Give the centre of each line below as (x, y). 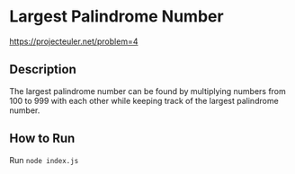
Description (43, 70)
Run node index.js (44, 160)
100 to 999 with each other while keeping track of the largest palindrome (144, 100)
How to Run (42, 139)
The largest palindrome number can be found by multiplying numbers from (147, 91)
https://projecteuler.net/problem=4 (74, 41)
